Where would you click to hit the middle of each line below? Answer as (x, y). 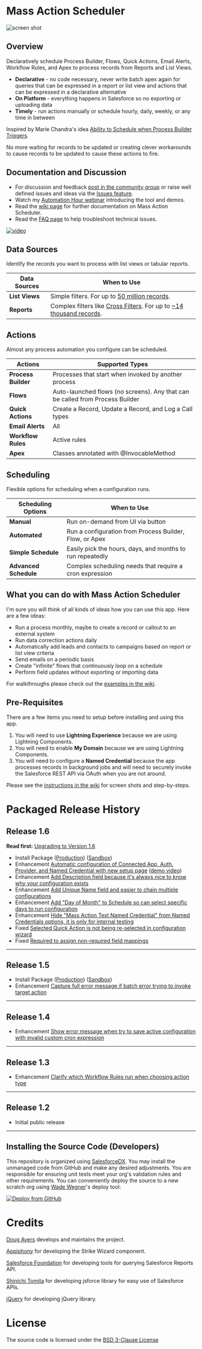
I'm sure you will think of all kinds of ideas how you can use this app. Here (98, 609)
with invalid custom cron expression (60, 1038)
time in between (35, 117)
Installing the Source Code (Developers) (83, 1147)
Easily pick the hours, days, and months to (126, 549)
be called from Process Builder (96, 399)
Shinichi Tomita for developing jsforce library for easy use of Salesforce (95, 1280)
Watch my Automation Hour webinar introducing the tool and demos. (100, 200)
